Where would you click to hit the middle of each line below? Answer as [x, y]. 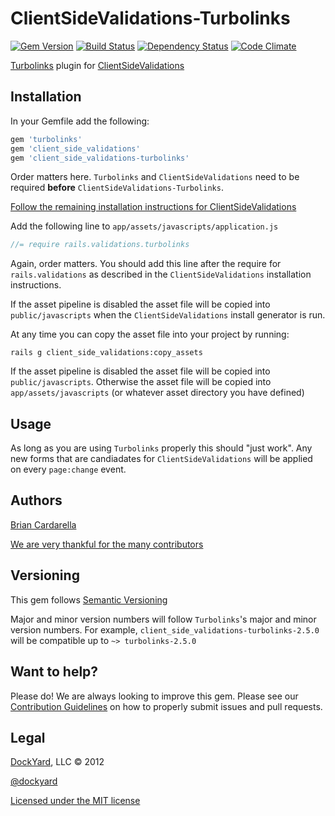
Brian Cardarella [43, 524]
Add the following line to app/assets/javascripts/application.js [144, 226]
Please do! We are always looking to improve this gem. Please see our [154, 696]
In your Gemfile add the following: [80, 121]
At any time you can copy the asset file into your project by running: [150, 334]
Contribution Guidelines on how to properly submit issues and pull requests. [166, 706]
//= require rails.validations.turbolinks [100, 245]
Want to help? [54, 672]
